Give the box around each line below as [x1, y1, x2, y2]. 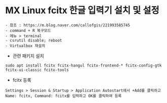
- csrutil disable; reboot [5, 38, 62, 43]
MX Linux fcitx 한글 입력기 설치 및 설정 [5, 5, 159, 16]
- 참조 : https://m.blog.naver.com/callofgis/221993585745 [5, 22, 131, 28]
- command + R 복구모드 [5, 28, 51, 33]
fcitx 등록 [12, 77, 31, 83]
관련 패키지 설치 [12, 53, 44, 59]
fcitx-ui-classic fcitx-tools [5, 67, 69, 73]
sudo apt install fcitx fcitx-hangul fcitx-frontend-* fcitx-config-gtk [5, 63, 162, 68]
